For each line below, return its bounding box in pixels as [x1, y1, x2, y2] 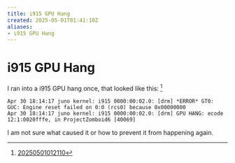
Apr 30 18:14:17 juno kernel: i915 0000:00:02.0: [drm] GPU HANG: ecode [7, 110, 224, 117]
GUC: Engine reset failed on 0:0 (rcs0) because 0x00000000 [7, 104, 187, 111]
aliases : [7, 23, 33, 30]
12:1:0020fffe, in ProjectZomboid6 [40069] [7, 116, 136, 123]
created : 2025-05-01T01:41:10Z [7, 17, 99, 24]
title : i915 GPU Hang [7, 10, 71, 17]
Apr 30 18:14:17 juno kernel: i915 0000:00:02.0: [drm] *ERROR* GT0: [7, 97, 215, 105]
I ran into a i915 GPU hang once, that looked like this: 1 [7, 83, 163, 92]
